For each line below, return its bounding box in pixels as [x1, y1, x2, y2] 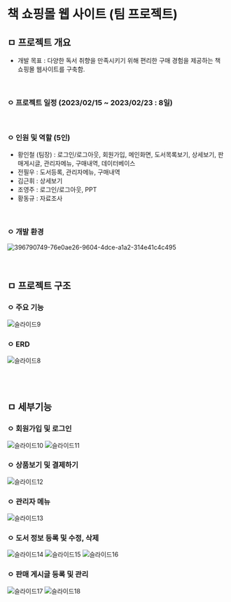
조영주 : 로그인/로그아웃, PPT [17, 185, 97, 193]
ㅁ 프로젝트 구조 [7, 280, 71, 292]
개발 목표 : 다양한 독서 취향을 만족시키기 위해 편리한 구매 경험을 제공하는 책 [17, 57, 221, 64]
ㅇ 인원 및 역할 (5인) [7, 133, 71, 143]
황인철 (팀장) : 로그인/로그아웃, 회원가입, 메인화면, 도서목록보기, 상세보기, [17, 150, 217, 158]
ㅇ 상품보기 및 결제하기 [7, 460, 79, 470]
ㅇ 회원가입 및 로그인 [7, 424, 72, 434]
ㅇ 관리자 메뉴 [7, 496, 51, 506]
